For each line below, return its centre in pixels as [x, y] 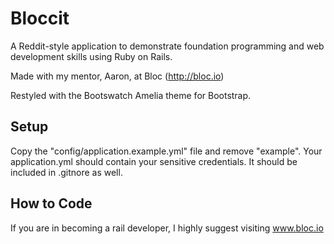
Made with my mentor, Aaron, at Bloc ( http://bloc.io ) [117, 76]
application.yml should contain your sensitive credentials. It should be [154, 161]
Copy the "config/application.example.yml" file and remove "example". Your [166, 151]
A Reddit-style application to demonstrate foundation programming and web [167, 46]
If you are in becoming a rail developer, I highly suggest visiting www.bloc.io [167, 228]
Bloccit [40, 18]
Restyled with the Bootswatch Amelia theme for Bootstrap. [131, 95]
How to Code [51, 203]
